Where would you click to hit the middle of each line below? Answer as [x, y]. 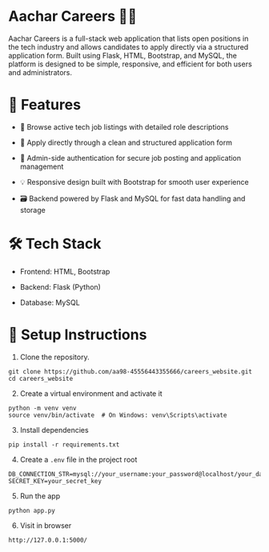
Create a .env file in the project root [78, 459]
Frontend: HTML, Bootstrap [65, 271]
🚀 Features [45, 105]
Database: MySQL [50, 302]
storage [32, 210]
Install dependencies [54, 430]
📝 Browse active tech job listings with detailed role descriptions [124, 126]
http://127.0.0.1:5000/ [48, 540]
